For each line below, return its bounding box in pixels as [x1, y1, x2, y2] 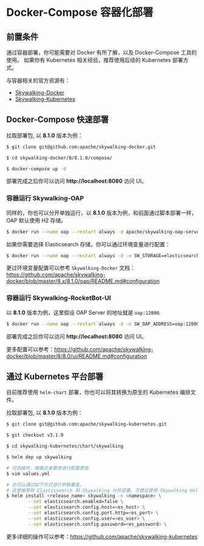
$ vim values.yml [6, 471, 50, 477]
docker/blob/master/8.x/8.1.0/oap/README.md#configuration [6, 277, 160, 285]
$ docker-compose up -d [6, 166, 67, 172]
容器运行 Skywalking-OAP [6, 194, 84, 203]
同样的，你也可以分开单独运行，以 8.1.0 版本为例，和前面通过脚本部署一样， [6, 209, 197, 216]
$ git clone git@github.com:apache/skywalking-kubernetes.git [6, 421, 167, 428]
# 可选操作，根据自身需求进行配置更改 [6, 465, 89, 471]
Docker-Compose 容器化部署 [6, 5, 154, 19]
